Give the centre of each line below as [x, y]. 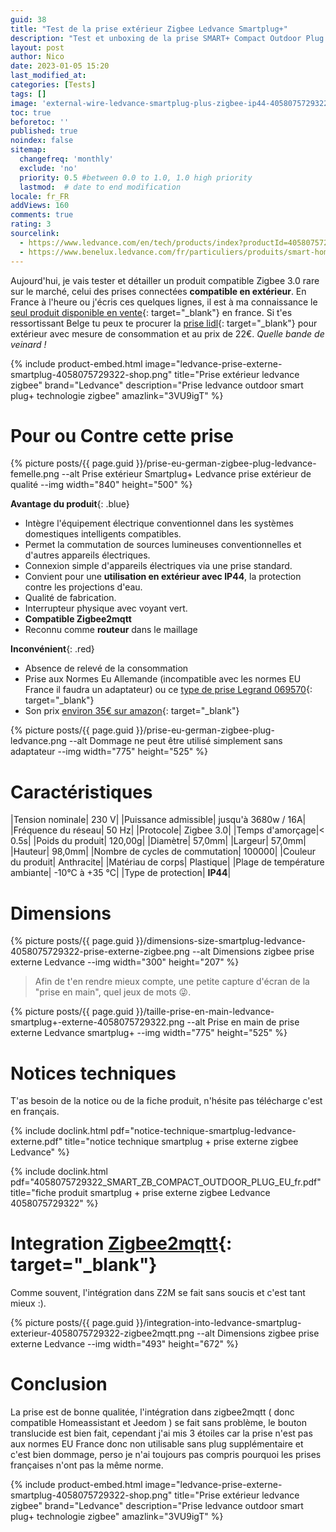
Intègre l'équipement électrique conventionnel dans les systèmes [159, 523]
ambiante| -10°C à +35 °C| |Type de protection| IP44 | [121, 873]
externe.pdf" [36, 1142]
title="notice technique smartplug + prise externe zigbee [181, 1142]
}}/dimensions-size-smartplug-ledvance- [221, 941]
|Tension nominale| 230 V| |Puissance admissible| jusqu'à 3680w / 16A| [158, 820]
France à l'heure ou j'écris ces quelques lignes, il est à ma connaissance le [164, 302]
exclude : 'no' [48, 168]
